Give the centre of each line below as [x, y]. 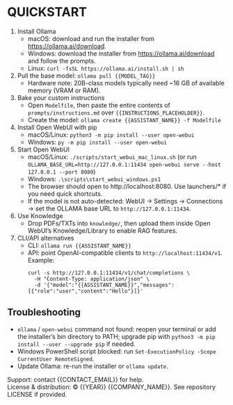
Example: [41, 260]
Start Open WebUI [43, 149]
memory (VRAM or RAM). [64, 90]
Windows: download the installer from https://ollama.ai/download [121, 53]
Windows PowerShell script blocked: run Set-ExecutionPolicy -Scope [117, 351]
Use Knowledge [40, 215]
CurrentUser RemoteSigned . [56, 358]
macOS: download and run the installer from [91, 38]
